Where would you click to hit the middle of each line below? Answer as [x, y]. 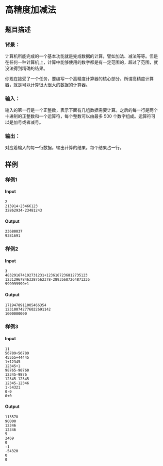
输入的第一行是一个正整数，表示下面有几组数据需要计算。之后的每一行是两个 [81, 110]
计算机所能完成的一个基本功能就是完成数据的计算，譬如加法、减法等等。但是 [81, 56]
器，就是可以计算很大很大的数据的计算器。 [48, 85]
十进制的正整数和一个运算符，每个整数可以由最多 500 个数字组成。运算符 [78, 116]
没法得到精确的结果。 [26, 68]
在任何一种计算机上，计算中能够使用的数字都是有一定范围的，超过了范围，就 [81, 62]
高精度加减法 [31, 10]
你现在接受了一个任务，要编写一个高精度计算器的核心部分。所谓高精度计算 [79, 78]
